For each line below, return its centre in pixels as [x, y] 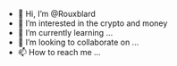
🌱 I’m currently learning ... [65, 33]
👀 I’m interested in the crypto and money [93, 23]
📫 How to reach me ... [59, 52]
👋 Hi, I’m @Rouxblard [57, 14]
